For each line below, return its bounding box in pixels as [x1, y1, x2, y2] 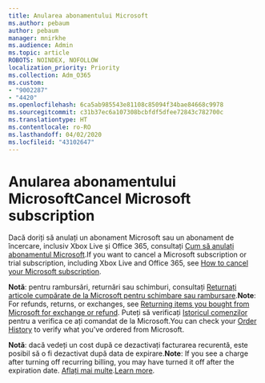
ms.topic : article [8, 49, 70, 57]
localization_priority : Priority [8, 64, 120, 72]
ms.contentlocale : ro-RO [8, 123, 91, 131]
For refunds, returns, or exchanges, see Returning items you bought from [8, 299, 250, 309]
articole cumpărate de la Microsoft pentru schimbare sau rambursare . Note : [8, 291, 256, 301]
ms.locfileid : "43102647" [8, 138, 94, 146]
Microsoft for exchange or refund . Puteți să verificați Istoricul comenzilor [8, 308, 248, 317]
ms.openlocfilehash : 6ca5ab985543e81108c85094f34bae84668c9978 [8, 101, 224, 109]
